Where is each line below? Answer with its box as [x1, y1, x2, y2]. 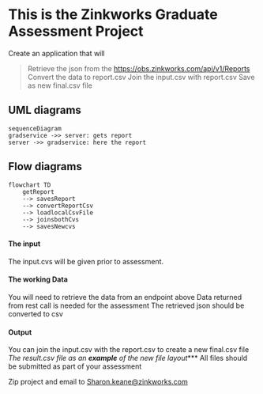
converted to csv [8, 309, 63, 318]
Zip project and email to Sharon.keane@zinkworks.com [8, 377, 188, 387]
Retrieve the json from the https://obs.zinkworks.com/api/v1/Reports [27, 63, 250, 73]
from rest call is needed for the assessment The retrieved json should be [8, 301, 245, 310]
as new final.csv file [27, 81, 93, 90]
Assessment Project [8, 22, 144, 40]
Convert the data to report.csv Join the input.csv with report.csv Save [27, 72, 255, 81]
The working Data [8, 275, 69, 284]
